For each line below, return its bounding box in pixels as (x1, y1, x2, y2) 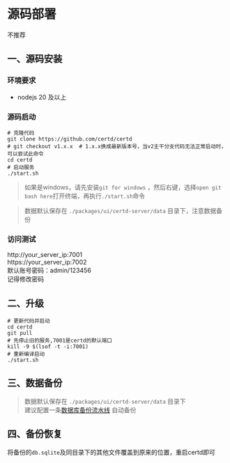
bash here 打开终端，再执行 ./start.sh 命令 (24, 191, 145, 200)
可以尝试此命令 (7, 150, 44, 157)
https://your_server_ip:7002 (7, 258, 87, 267)
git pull (7, 330, 33, 337)
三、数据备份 (7, 377, 63, 389)
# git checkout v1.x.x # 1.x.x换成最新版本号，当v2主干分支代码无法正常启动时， (7, 143, 227, 150)
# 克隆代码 (7, 130, 35, 136)
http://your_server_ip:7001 (7, 251, 83, 259)
